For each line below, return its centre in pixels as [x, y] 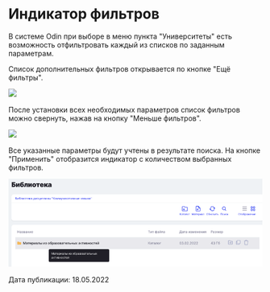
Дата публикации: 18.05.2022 [59, 279]
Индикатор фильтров [84, 14]
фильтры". [26, 77]
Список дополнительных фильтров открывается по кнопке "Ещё [120, 68]
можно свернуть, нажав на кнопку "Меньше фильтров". [105, 118]
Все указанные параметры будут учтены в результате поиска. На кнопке [134, 150]
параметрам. [31, 53]
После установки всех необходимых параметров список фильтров [124, 109]
